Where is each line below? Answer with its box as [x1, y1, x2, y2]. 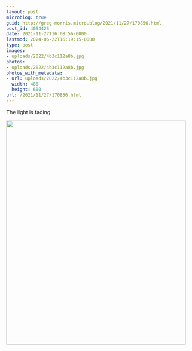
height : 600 [11, 87, 42, 93]
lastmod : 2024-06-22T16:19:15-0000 [6, 36, 95, 42]
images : [6, 48, 26, 54]
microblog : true [6, 14, 47, 20]
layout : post [6, 8, 39, 15]
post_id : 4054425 [6, 25, 50, 32]
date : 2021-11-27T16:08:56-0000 [6, 31, 87, 37]
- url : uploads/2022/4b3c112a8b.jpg [6, 75, 97, 81]
